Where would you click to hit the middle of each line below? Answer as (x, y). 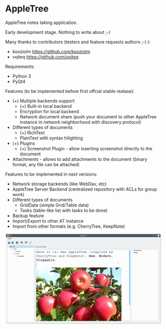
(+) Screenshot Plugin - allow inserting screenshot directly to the (86, 148)
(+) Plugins (24, 143)
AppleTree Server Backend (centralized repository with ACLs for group (85, 189)
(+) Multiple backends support (43, 101)
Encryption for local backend (49, 111)
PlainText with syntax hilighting (51, 138)
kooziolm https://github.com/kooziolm (51, 51)
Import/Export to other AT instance (48, 221)
